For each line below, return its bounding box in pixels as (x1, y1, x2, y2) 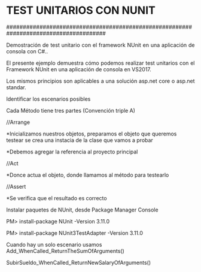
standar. (6, 83, 27, 90)
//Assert (6, 183, 26, 190)
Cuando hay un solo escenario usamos (6, 241, 102, 248)
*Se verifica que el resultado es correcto (6, 194, 107, 201)
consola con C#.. (6, 47, 48, 55)
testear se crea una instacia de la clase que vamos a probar (6, 136, 154, 144)
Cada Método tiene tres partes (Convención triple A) (6, 107, 136, 114)
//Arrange (6, 118, 31, 126)
